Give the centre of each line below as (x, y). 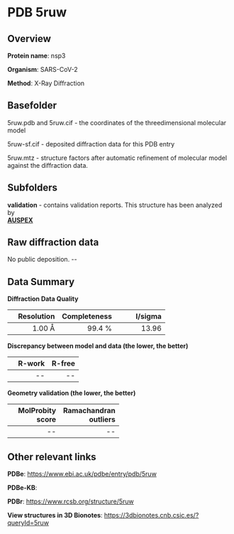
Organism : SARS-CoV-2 (43, 69)
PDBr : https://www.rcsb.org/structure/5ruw (71, 501)
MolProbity (37, 411)
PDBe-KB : (22, 488)
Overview (29, 39)
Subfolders (33, 188)
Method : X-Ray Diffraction (46, 83)
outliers (102, 420)
